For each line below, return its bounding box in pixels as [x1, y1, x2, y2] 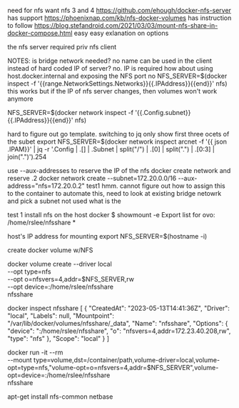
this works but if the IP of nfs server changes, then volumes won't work [7, 87, 218, 95]
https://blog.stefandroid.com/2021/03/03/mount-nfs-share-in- [34, 21, 218, 29]
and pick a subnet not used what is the [7, 196, 121, 205]
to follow [7, 21, 34, 29]
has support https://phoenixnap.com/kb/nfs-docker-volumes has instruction [7, 14, 232, 22]
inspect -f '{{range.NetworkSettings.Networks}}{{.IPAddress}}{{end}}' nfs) [7, 79, 228, 88]
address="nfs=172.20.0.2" [7, 181, 86, 190]
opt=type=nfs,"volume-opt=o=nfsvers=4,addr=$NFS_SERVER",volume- [7, 364, 219, 372]
